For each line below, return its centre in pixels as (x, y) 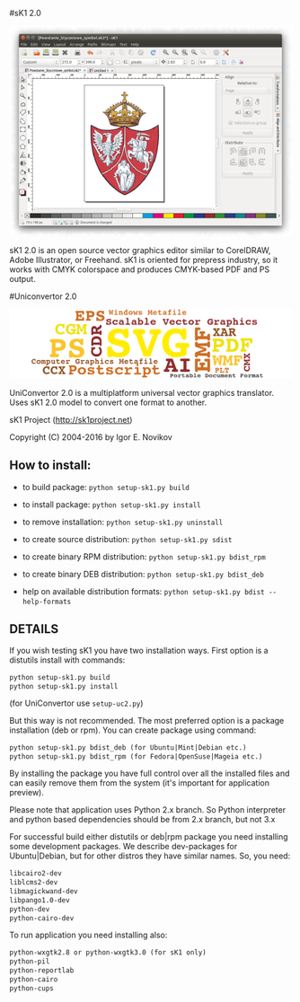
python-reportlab (42, 971)
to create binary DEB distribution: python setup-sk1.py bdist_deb (143, 574)
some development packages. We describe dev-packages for (124, 847)
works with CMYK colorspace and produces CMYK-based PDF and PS (140, 269)
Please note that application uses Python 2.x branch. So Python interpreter (147, 810)
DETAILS (34, 629)
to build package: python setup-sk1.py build (106, 487)
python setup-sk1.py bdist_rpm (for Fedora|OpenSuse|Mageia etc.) (136, 757)
